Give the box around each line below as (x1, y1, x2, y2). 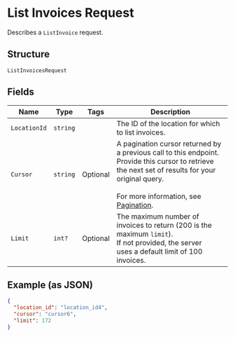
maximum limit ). (116, 229, 173, 239)
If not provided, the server (116, 238, 202, 247)
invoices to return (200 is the (116, 220, 212, 230)
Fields (7, 86, 35, 98)
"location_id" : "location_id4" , (13, 304, 108, 311)
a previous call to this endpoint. (116, 147, 219, 157)
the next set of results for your (116, 165, 216, 174)
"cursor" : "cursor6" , (13, 310, 77, 318)
